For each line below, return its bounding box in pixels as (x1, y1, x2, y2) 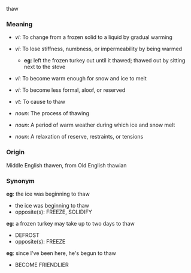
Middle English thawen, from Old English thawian (6, 161, 127, 169)
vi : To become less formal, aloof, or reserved (14, 86, 126, 94)
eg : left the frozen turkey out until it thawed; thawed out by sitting (23, 57, 186, 64)
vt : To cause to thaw (14, 98, 66, 106)
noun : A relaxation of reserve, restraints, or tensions (14, 133, 144, 140)
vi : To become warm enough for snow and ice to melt (14, 75, 147, 82)
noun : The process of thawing (14, 110, 90, 117)
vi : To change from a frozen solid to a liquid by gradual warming (14, 34, 172, 41)
